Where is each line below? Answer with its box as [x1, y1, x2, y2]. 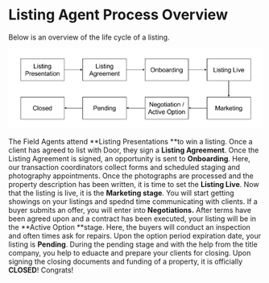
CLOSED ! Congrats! [8, 264, 74, 275]
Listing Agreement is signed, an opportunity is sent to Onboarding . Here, [8, 153, 251, 163]
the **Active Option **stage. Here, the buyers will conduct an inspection [8, 222, 251, 231]
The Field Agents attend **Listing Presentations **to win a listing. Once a [8, 136, 253, 146]
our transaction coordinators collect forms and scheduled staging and [8, 162, 240, 172]
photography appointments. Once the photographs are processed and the [8, 171, 254, 181]
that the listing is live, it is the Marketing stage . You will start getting [8, 188, 234, 198]
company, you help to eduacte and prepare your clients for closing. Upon [8, 248, 251, 257]
